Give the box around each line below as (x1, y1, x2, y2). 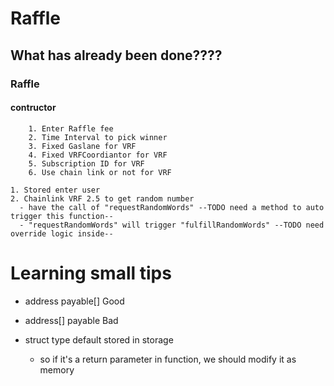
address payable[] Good (24, 295, 125, 307)
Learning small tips (10, 262, 172, 284)
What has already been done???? (10, 47, 223, 64)
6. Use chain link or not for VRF (28, 167, 172, 177)
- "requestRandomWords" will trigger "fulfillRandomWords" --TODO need (19, 220, 325, 230)
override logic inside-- (10, 228, 114, 239)
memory (39, 363, 75, 376)
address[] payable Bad (24, 314, 119, 326)
